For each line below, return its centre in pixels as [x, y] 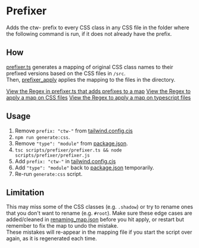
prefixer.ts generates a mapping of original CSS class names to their [90, 67]
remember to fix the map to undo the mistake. [62, 226]
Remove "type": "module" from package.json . [71, 143]
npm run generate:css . [42, 137]
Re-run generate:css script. [49, 173]
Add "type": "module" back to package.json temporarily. [84, 168]
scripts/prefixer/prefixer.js [52, 155]
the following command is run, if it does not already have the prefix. [89, 33]
